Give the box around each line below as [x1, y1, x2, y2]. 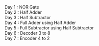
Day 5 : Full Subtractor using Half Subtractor [4, 25, 94, 31]
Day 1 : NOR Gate [4, 4, 40, 10]
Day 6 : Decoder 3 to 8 [4, 30, 50, 36]
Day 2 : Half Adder [4, 9, 42, 15]
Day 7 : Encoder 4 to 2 [4, 35, 50, 41]
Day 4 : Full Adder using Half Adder [4, 20, 76, 25]
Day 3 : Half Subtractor [4, 15, 51, 20]
